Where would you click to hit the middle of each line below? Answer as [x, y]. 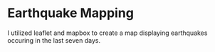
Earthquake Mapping [70, 13]
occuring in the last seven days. [54, 40]
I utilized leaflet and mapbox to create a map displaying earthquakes [107, 33]
